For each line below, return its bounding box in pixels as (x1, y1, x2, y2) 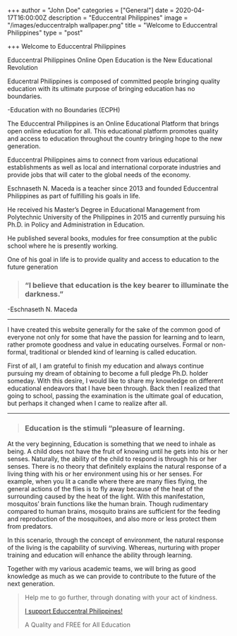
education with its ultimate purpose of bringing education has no (7, 85, 195, 92)
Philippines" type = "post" (7, 28, 83, 37)
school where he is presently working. (7, 241, 119, 250)
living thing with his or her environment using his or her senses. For (7, 469, 203, 478)
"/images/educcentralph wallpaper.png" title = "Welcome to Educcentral (7, 21, 218, 29)
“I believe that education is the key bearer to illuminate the (24, 280, 229, 290)
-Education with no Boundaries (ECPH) (7, 106, 121, 114)
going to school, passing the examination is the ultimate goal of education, (7, 392, 224, 400)
